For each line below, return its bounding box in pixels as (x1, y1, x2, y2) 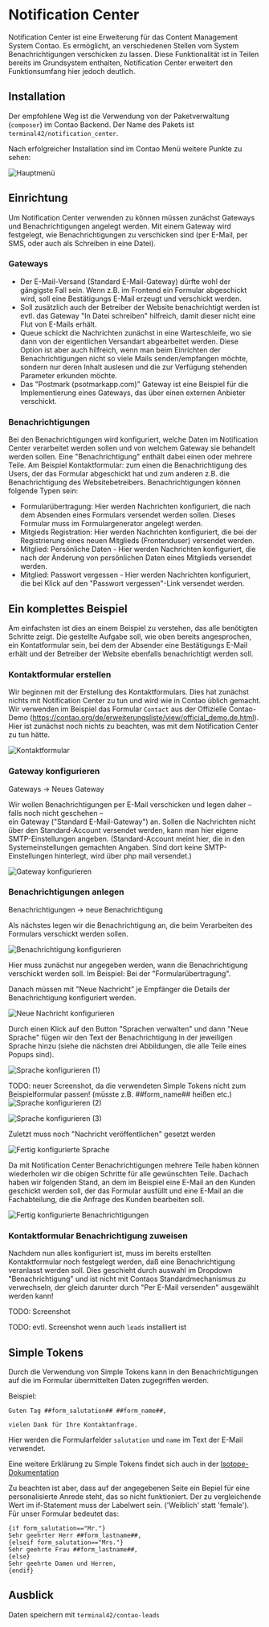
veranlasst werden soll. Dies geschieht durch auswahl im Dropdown (8, 1266, 233, 1275)
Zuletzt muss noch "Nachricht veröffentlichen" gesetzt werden (8, 1129, 216, 1139)
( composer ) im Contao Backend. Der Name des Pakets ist (8, 119, 194, 130)
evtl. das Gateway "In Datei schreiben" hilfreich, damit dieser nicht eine (19, 311, 256, 320)
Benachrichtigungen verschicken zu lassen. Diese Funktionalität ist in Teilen (8, 49, 259, 59)
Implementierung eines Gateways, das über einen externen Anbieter (19, 388, 247, 397)
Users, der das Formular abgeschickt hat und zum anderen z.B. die (8, 469, 230, 479)
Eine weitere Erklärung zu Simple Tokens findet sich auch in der (8, 1459, 219, 1468)
